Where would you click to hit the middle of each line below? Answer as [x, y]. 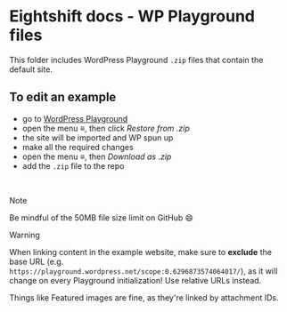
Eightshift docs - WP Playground [132, 16]
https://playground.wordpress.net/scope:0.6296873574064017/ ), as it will [143, 271]
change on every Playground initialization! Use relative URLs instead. [135, 280]
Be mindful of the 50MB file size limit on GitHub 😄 [102, 217]
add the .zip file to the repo [73, 165]
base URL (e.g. [37, 261]
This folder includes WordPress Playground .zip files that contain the [136, 60]
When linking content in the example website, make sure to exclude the [140, 252]
